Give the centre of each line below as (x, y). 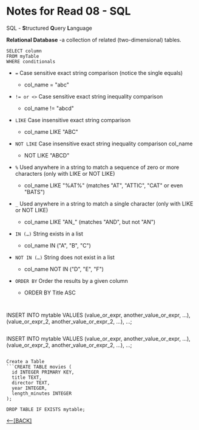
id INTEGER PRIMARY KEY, (43, 372)
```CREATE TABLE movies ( (39, 367)
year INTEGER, (29, 388)
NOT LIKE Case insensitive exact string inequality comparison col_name (104, 144)
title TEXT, (27, 377)
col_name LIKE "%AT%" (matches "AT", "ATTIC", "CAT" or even (103, 185)
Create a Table (25, 361)
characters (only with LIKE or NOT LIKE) (65, 173)
